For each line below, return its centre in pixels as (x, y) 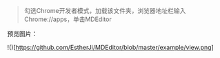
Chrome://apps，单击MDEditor (68, 19)
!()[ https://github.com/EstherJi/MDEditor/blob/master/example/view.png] (110, 47)
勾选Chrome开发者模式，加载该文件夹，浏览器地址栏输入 (105, 11)
